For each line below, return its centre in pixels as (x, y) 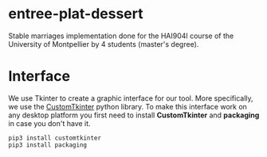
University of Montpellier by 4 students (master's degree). (104, 44)
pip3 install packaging (48, 145)
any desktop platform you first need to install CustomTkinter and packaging (134, 115)
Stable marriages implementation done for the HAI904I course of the (121, 36)
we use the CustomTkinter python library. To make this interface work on (128, 106)
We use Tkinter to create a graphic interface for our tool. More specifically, (131, 98)
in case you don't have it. (49, 123)
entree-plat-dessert (76, 14)
